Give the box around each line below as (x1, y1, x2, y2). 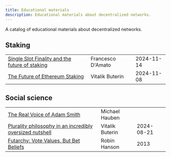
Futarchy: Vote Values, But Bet (8, 137, 80, 144)
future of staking (8, 61, 47, 69)
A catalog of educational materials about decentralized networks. (5, 26, 142, 32)
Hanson (101, 143, 120, 150)
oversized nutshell (8, 129, 52, 136)
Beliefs (8, 143, 24, 150)
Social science (5, 93, 52, 102)
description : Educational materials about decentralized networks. (5, 12, 152, 17)
